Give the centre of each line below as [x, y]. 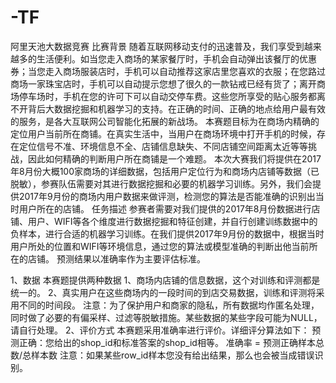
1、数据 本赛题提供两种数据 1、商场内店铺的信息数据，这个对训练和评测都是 [165, 280]
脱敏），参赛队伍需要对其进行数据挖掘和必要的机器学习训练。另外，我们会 [161, 183]
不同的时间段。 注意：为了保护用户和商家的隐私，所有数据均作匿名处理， [169, 305]
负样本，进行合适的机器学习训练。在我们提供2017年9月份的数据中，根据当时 [167, 233]
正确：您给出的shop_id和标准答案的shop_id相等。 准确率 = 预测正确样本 [167, 342]
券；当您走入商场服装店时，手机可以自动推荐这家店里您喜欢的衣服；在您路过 [168, 71]
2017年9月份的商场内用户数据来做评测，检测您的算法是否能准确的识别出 [167, 196]
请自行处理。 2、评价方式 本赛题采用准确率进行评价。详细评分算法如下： [160, 330]
